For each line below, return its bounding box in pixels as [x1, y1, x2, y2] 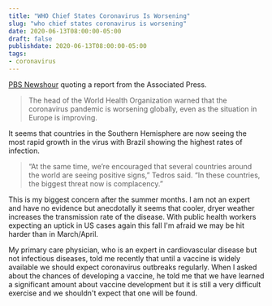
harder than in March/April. [8, 229, 99, 238]
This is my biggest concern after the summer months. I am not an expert [8, 195, 250, 204]
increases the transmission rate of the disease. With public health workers [8, 212, 257, 221]
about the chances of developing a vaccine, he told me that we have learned [8, 270, 265, 281]
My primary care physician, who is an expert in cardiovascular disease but [8, 245, 257, 255]
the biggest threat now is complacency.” [28, 178, 164, 188]
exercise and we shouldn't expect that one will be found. [8, 288, 197, 298]
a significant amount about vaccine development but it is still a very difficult [8, 279, 261, 289]
